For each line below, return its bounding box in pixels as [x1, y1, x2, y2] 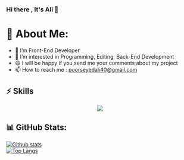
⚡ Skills [6, 86, 34, 97]
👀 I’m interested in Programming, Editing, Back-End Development [14, 53, 174, 60]
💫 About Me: [6, 27, 69, 41]
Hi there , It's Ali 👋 [6, 5, 59, 14]
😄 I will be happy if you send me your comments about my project [14, 59, 178, 66]
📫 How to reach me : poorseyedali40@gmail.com [14, 66, 138, 73]
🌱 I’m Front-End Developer [14, 47, 80, 54]
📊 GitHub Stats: [6, 123, 67, 133]
